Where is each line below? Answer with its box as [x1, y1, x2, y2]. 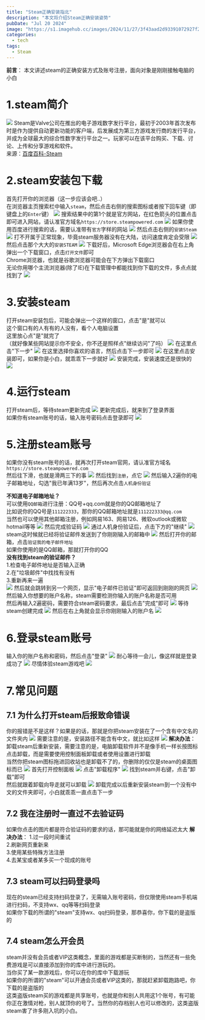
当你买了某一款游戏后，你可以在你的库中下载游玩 [6, 969, 129, 976]
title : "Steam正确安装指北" [6, 9, 72, 15]
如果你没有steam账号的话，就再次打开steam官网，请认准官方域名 [6, 459, 171, 466]
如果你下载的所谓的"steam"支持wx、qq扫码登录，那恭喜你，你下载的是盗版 [6, 909, 196, 916]
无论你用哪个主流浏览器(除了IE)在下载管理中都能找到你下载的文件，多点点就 [6, 264, 197, 271]
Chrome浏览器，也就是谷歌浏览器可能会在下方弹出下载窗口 [6, 256, 155, 263]
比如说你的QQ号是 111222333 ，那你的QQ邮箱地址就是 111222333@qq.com [6, 508, 182, 515]
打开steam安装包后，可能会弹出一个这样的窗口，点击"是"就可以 [6, 317, 166, 324]
